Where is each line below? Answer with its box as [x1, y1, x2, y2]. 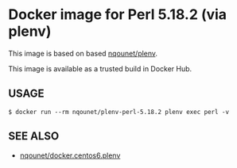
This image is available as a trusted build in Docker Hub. [8, 63, 192, 73]
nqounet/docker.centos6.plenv [19, 151, 121, 160]
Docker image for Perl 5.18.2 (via [8, 6, 227, 24]
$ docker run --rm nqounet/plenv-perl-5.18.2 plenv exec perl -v [8, 108, 229, 116]
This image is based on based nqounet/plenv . [8, 48, 157, 58]
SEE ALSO [8, 129, 60, 143]
